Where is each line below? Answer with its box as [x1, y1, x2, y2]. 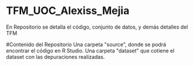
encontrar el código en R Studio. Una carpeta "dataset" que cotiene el [6, 47, 175, 54]
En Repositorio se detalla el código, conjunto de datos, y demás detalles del [6, 23, 188, 30]
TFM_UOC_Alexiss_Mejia [6, 4, 130, 18]
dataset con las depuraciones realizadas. [6, 53, 105, 60]
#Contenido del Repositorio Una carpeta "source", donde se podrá [6, 41, 167, 48]
